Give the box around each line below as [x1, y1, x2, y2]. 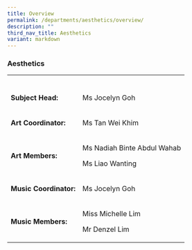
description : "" [7, 23, 54, 30]
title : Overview [7, 10, 54, 17]
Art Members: [10, 151, 58, 161]
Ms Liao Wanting [82, 159, 137, 168]
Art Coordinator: [10, 118, 66, 128]
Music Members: [10, 217, 68, 226]
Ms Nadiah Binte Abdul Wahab [82, 143, 182, 153]
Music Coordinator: [10, 184, 76, 194]
